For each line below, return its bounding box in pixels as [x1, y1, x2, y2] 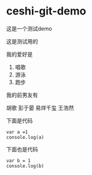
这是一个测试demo [6, 25, 52, 32]
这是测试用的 [6, 37, 38, 45]
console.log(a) [6, 134, 44, 140]
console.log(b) [6, 163, 44, 169]
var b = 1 [6, 157, 31, 164]
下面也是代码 [6, 145, 38, 153]
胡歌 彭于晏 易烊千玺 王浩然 [6, 104, 74, 111]
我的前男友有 [6, 91, 38, 98]
